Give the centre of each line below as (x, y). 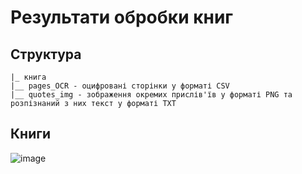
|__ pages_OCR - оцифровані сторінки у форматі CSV (120, 86)
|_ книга (28, 77)
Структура (46, 54)
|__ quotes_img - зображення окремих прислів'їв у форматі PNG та (151, 95)
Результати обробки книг (122, 17)
